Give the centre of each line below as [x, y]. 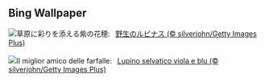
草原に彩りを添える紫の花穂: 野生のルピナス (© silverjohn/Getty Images [137, 33]
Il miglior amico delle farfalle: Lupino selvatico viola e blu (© [118, 60]
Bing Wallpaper [48, 13]
